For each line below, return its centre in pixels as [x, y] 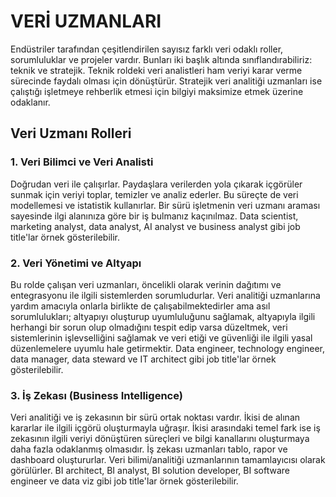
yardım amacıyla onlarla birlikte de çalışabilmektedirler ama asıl [140, 306]
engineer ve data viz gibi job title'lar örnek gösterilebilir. [124, 481]
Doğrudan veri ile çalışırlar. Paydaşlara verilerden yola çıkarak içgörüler [156, 184]
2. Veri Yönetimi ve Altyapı [76, 263]
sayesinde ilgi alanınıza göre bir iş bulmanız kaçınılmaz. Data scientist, [154, 216]
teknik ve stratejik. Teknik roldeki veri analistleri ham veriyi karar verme [156, 70]
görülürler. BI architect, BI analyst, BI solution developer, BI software [150, 471]
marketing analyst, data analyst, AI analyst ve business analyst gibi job [155, 226]
